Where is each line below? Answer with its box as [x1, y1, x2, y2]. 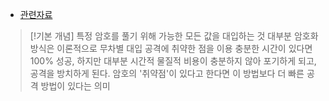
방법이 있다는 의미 [40, 80, 111, 92]
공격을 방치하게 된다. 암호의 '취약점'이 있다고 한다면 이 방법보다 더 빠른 [29, 68, 305, 79]
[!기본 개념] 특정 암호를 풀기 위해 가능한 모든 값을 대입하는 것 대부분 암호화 [29, 30, 319, 42]
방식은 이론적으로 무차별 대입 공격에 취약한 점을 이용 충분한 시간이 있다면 [29, 43, 313, 54]
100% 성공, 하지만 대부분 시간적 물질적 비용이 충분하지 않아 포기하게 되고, [29, 55, 317, 67]
